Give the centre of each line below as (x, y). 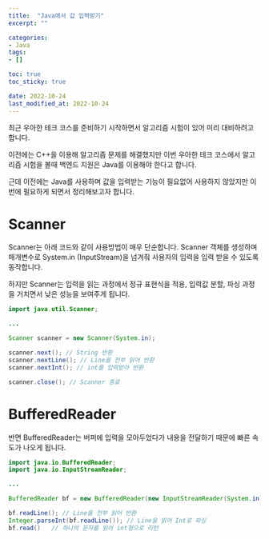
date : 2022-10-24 (37, 96)
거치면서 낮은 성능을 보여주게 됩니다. (73, 294)
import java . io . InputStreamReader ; (68, 470)
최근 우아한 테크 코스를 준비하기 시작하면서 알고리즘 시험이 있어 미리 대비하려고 (131, 127)
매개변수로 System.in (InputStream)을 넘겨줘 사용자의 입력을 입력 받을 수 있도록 (134, 258)
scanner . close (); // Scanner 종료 (64, 382)
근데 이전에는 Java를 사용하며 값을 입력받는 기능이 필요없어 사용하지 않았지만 (128, 182)
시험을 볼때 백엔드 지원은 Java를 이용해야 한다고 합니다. (110, 164)
